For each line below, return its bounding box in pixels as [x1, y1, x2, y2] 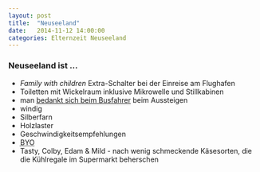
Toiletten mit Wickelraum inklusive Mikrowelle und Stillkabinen [19, 87, 225, 96]
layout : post [8, 11, 52, 20]
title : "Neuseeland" [8, 19, 81, 27]
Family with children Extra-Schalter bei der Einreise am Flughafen [19, 78, 235, 88]
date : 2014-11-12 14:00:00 [8, 26, 105, 34]
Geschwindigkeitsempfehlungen [19, 129, 126, 139]
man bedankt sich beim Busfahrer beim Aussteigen [19, 95, 188, 104]
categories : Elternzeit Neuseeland [8, 33, 127, 42]
